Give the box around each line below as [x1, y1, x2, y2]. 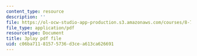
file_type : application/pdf [6, 24, 75, 31]
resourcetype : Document [6, 30, 64, 36]
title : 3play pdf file [6, 36, 62, 41]
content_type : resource [6, 8, 64, 15]
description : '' [6, 14, 46, 20]
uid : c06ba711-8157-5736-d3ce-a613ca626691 [6, 41, 114, 47]
